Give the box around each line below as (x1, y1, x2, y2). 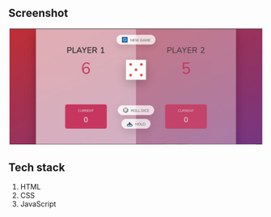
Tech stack (8, 160, 66, 174)
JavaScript (19, 199, 57, 209)
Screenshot (8, 6, 69, 20)
